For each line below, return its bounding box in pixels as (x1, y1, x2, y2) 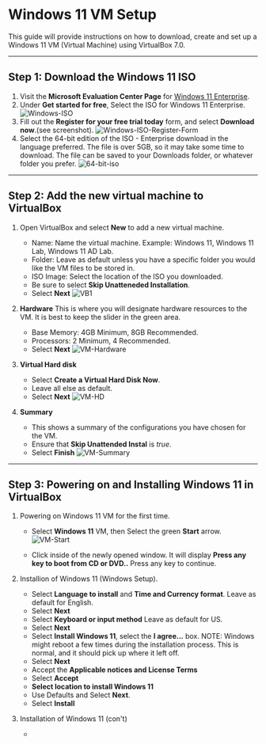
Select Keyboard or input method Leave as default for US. (31, 615, 223, 624)
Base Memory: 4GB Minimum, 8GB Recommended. (31, 327, 199, 337)
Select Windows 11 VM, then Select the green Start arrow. (31, 526, 222, 536)
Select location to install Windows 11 (31, 682, 154, 692)
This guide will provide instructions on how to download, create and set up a (8, 32, 257, 41)
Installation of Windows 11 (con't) (19, 714, 128, 723)
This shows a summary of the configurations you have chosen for (31, 422, 246, 432)
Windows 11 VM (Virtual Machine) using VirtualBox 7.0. (8, 40, 186, 49)
